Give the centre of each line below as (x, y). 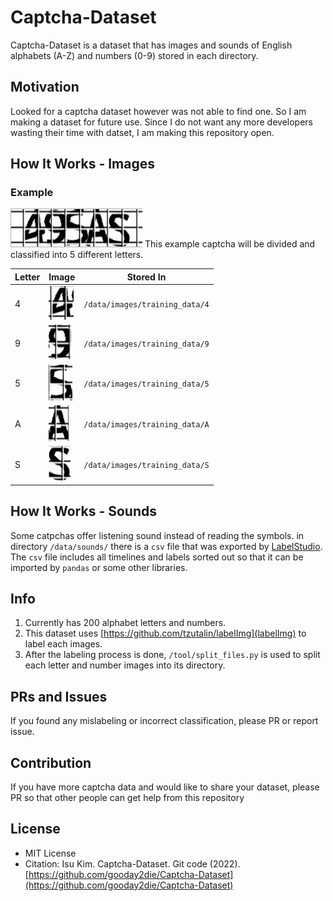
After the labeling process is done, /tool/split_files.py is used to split (172, 655)
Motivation (45, 87)
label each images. (63, 644)
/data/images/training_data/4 (146, 305)
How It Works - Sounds (83, 511)
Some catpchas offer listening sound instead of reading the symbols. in (157, 535)
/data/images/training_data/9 (146, 344)
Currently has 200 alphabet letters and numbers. (125, 623)
